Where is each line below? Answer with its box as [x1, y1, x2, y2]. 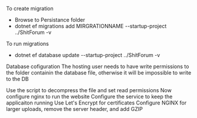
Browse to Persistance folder [14, 16, 86, 23]
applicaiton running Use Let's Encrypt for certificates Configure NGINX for [6, 99, 187, 106]
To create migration [6, 5, 54, 12]
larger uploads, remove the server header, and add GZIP [6, 106, 143, 112]
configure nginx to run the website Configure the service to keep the [6, 93, 173, 100]
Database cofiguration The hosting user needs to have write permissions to [6, 63, 189, 70]
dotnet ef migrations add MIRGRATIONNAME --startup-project [14, 23, 167, 29]
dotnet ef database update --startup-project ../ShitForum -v [14, 52, 160, 58]
